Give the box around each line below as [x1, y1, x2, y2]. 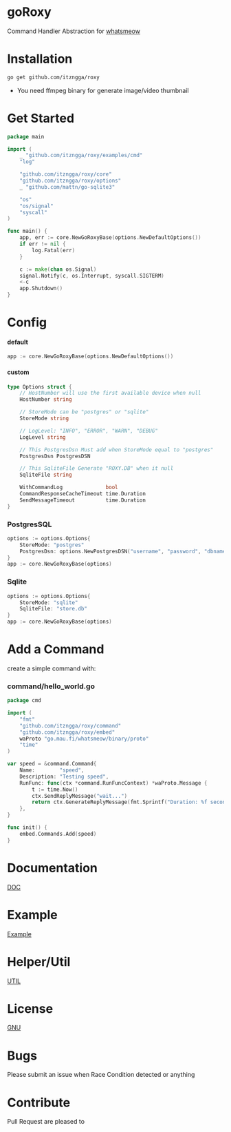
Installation [7, 51, 73, 67]
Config [7, 315, 47, 331]
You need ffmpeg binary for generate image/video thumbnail [16, 86, 189, 94]
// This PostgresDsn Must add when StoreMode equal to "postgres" [19, 446, 214, 453]
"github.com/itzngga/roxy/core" [19, 171, 112, 178]
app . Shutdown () [19, 285, 63, 292]
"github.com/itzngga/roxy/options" [19, 177, 122, 185]
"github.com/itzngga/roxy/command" [19, 722, 122, 729]
